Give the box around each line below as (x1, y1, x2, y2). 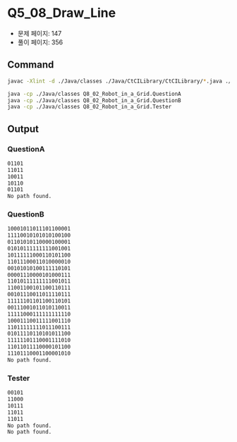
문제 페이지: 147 (17, 29, 62, 37)
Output (7, 123, 39, 135)
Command (7, 59, 54, 71)
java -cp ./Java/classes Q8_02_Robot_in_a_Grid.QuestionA (7, 90, 181, 97)
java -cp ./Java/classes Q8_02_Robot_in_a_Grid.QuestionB (7, 97, 181, 104)
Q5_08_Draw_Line (7, 5, 116, 21)
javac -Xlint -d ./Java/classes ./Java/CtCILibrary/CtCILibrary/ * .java (7, 78, 222, 85)
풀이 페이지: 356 (17, 37, 63, 47)
